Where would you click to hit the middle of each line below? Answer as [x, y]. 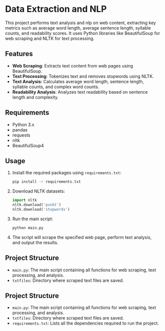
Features [19, 54]
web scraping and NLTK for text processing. [50, 38]
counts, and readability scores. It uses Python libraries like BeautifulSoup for [82, 33]
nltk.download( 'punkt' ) [37, 205]
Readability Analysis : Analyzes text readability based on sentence [80, 92]
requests [21, 135]
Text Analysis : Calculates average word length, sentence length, [78, 81]
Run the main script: [33, 219]
